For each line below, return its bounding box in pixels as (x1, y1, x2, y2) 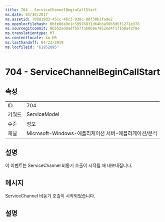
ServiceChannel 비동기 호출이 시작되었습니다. (5, 193, 95, 199)
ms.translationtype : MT (5, 31, 55, 36)
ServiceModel (26, 111, 59, 118)
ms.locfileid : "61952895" (5, 45, 59, 50)
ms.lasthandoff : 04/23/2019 (5, 40, 64, 45)
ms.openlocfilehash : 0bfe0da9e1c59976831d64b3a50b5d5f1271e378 (5, 21, 140, 27)
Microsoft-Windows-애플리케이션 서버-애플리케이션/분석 (26, 130, 157, 137)
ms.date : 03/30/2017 (5, 12, 48, 17)
